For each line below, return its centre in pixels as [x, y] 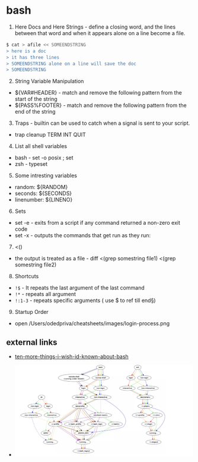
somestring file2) [36, 265]
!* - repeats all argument [45, 294]
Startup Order [31, 312]
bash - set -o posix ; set [44, 158]
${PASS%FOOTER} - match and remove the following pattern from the [100, 105]
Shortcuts [27, 276]
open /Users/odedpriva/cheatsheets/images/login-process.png [92, 323]
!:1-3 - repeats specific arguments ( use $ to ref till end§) [85, 300]
